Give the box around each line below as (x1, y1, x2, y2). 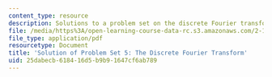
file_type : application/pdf (8, 34, 104, 43)
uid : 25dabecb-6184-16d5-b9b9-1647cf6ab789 (8, 57, 158, 65)
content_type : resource (8, 11, 89, 20)
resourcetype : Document (8, 42, 89, 50)
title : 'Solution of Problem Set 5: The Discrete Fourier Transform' (8, 49, 249, 57)
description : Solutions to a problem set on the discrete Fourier (8, 19, 237, 27)
